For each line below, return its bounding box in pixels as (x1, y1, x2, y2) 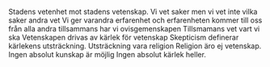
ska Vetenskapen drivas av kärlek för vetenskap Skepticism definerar (8, 32, 239, 42)
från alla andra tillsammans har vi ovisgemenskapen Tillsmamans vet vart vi (8, 24, 260, 33)
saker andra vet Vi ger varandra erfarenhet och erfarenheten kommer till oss (8, 15, 263, 25)
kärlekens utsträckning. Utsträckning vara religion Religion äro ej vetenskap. (8, 41, 262, 51)
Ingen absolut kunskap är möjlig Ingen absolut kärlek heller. (8, 50, 206, 59)
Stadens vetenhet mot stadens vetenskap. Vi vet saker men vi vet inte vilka (8, 7, 258, 16)
